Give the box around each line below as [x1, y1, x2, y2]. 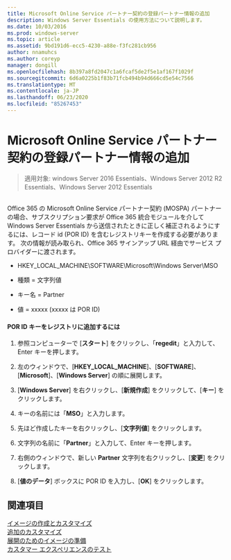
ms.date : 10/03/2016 [7, 23, 67, 30]
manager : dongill [7, 62, 58, 69]
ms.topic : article [7, 36, 60, 43]
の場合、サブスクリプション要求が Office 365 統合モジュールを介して [7, 213, 205, 221]
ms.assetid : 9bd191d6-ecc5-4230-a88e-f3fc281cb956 [7, 42, 157, 49]
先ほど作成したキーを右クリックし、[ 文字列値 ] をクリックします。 [17, 424, 206, 432]
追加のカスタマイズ [7, 528, 62, 536]
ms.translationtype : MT [7, 81, 76, 88]
